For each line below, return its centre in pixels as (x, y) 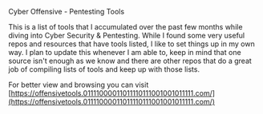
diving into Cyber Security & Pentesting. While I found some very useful (127, 35)
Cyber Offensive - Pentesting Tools (67, 12)
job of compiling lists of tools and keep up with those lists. (104, 69)
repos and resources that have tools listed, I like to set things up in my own (131, 44)
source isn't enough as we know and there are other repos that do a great (130, 61)
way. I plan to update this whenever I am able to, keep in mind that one (125, 52)
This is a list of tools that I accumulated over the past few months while (125, 27)
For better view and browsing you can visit (79, 85)
